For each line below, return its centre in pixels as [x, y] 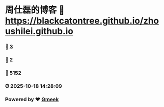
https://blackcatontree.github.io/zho [82, 21]
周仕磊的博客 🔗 [35, 10]
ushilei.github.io [39, 31]
